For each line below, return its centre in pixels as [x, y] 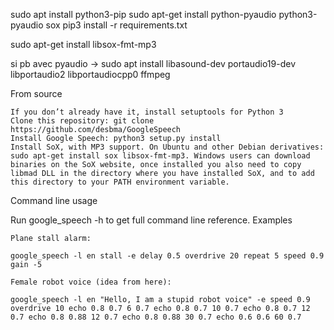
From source [36, 93]
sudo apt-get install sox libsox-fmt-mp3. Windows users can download [160, 156]
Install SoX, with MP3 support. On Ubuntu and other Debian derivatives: [167, 147]
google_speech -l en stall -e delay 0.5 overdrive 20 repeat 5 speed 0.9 [167, 256]
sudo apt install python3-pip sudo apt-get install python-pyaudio [143, 14]
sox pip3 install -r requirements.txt [116, 25]
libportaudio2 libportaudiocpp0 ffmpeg [90, 74]
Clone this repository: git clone [82, 121]
